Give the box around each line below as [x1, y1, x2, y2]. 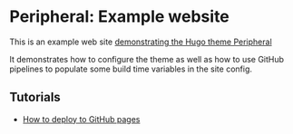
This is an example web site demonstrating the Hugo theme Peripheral [9, 36, 272, 47]
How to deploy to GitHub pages [22, 113, 141, 124]
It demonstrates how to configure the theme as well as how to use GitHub [9, 53, 284, 64]
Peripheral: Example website [9, 6, 230, 27]
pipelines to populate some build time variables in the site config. [9, 63, 252, 74]
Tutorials [9, 90, 61, 105]
